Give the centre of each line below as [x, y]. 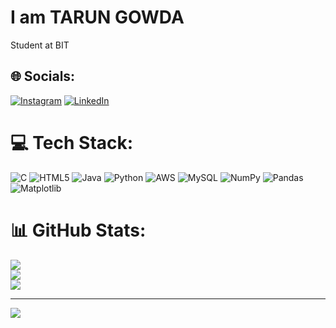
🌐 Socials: [43, 76]
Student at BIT [40, 45]
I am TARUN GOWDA [97, 17]
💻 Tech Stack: [72, 142]
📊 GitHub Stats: [78, 230]
